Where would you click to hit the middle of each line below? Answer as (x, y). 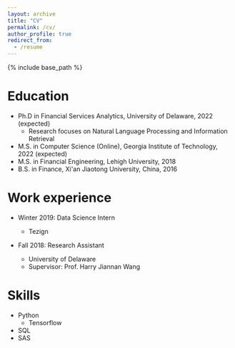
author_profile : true (40, 34)
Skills (24, 296)
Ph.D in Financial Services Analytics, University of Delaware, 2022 (115, 116)
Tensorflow (45, 322)
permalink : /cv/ (31, 27)
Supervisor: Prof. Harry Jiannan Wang (84, 266)
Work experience (60, 198)
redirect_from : (30, 41)
